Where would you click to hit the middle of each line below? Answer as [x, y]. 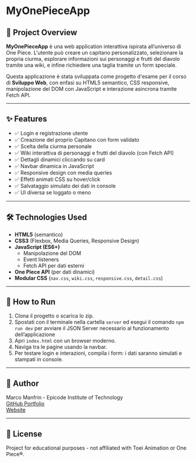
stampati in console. [39, 360]
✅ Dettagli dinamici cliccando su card [60, 159]
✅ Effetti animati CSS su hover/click [57, 179]
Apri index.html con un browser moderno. [65, 341]
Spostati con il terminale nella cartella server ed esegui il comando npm [99, 322]
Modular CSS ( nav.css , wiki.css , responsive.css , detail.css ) [89, 278]
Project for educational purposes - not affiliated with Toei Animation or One [96, 448]
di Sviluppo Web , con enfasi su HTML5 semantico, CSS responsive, [88, 83]
